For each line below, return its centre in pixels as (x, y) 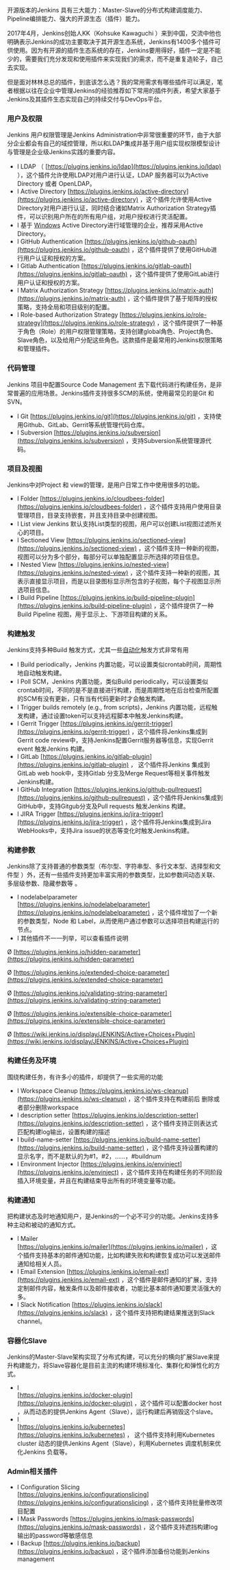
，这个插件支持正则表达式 (181, 1123)
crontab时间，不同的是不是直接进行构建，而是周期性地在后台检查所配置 (118, 690)
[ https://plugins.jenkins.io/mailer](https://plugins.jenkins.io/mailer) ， (114, 1247)
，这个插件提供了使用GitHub (171, 250)
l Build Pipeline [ (40, 597)
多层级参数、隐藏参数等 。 (44, 884)
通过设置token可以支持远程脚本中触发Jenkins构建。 (114, 716)
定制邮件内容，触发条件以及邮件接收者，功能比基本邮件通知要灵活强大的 (119, 1288)
